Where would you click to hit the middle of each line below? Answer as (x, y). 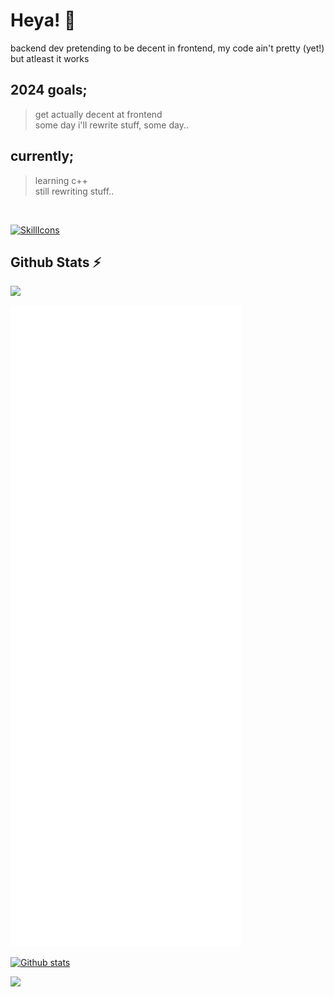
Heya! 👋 (43, 20)
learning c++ (61, 180)
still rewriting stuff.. (74, 191)
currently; (42, 156)
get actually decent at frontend (98, 114)
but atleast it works (50, 58)
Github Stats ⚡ (56, 262)
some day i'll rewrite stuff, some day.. (111, 125)
